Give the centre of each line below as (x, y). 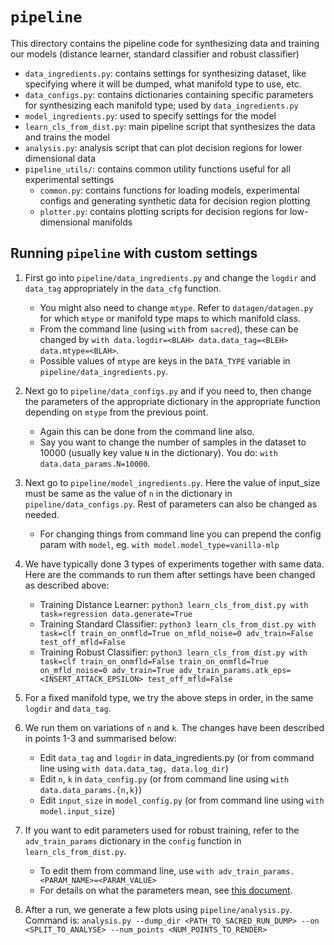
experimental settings (69, 179)
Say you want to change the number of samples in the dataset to (173, 442)
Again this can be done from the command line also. (147, 431)
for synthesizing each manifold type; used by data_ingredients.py (161, 105)
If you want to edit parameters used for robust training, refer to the (162, 830)
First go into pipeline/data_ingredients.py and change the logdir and (170, 277)
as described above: (67, 585)
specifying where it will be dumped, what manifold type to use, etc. (163, 84)
